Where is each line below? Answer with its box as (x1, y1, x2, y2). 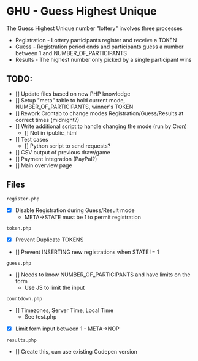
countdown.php (6, 295, 43, 302)
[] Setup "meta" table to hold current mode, (15, 96, 126, 104)
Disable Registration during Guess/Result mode (15, 207, 135, 214)
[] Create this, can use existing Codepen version (15, 348, 138, 355)
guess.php (6, 260, 32, 266)
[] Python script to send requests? (24, 142, 111, 150)
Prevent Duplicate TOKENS (15, 236, 84, 243)
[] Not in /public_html (24, 129, 78, 136)
